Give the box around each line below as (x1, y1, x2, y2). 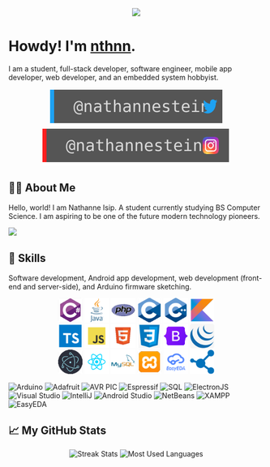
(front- (240, 272, 263, 283)
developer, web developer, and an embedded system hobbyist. (8, 72, 219, 82)
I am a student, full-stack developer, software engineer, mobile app (8, 63, 233, 73)
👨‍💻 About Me (8, 181, 76, 195)
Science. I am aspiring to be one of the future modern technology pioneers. (8, 211, 261, 221)
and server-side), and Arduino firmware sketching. (23, 281, 192, 291)
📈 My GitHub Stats (8, 423, 107, 437)
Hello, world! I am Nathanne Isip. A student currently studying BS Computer (8, 203, 261, 212)
